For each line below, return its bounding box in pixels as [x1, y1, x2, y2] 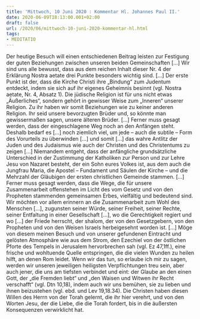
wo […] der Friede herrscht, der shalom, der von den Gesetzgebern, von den [6, 218, 195, 224]
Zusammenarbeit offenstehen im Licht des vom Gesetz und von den [6, 186, 173, 193]
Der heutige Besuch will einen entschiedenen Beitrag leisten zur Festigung [6, 53, 189, 60]
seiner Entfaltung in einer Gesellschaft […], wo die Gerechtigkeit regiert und [6, 211, 192, 218]
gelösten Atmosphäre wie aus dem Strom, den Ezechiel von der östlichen [6, 237, 186, 243]
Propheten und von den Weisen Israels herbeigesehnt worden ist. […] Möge [6, 224, 193, 231]
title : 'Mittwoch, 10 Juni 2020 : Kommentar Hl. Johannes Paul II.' [6, 8, 180, 15]
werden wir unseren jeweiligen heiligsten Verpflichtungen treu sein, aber [6, 262, 184, 269]
